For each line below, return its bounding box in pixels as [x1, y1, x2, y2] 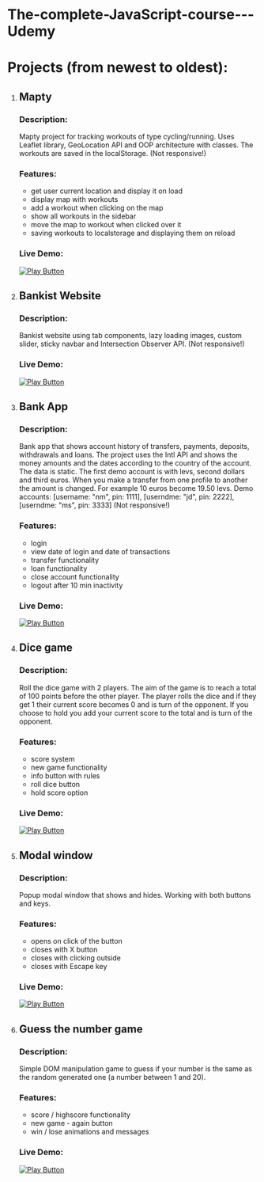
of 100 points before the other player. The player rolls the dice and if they [18, 691, 257, 701]
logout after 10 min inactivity [30, 580, 123, 590]
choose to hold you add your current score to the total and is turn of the [18, 708, 253, 717]
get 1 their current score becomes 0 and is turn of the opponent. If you [18, 699, 249, 709]
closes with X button [30, 944, 98, 955]
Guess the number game [18, 1022, 143, 1036]
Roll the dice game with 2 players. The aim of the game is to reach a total [18, 682, 257, 692]
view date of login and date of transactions [30, 546, 171, 556]
